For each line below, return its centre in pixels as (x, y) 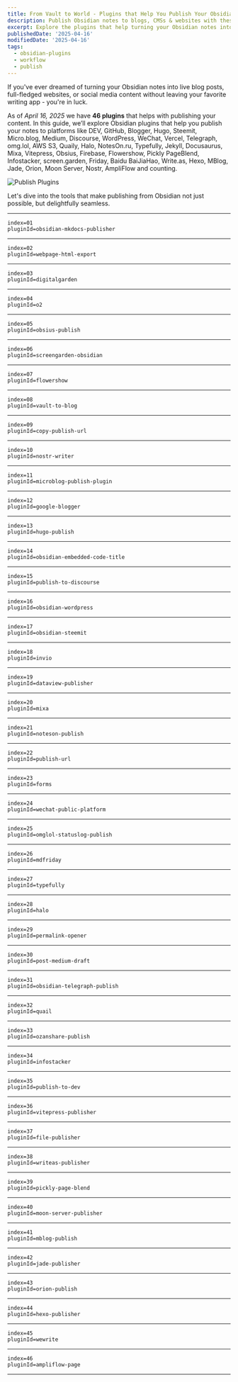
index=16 (20, 601)
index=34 (20, 1055)
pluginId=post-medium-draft (49, 961)
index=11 (20, 475)
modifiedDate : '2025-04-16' (49, 40)
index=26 (20, 854)
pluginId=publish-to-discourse (53, 582)
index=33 (20, 1030)
